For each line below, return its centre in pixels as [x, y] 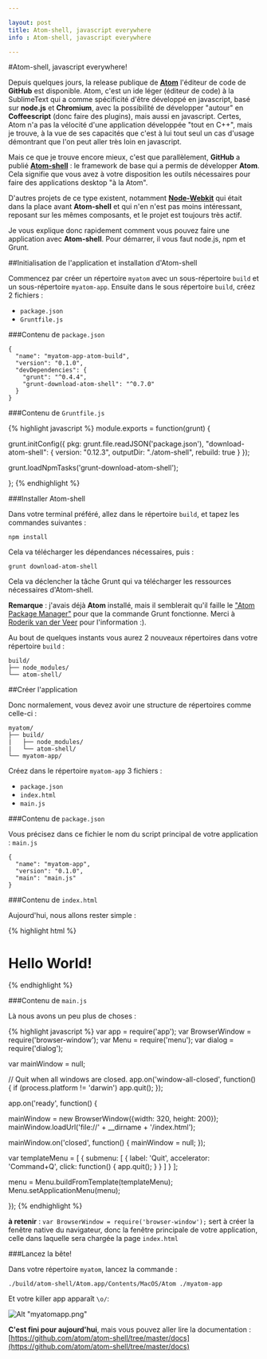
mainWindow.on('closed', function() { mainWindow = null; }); [107, 1143]
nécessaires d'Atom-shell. [51, 590]
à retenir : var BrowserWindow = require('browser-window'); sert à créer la [132, 1222]
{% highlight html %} [43, 931]
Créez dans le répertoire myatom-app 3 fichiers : [85, 771]
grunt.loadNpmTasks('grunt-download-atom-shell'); [94, 468]
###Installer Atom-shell [47, 498]
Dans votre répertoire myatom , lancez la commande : [93, 1270]
